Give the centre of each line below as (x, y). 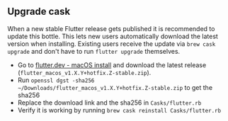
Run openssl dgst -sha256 (56, 80)
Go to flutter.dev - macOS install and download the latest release (112, 65)
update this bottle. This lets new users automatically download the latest (113, 36)
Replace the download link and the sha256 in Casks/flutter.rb (109, 103)
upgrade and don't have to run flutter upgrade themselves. (94, 51)
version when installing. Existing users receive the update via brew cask (112, 44)
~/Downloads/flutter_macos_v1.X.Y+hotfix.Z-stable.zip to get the (115, 87)
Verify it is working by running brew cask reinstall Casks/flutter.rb (119, 110)
